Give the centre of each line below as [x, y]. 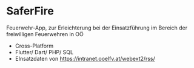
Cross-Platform [34, 46]
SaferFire [30, 11]
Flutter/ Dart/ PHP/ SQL [44, 52]
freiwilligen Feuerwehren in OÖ [45, 34]
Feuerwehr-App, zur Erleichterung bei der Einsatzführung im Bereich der [97, 28]
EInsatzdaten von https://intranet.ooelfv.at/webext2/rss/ [85, 58]
